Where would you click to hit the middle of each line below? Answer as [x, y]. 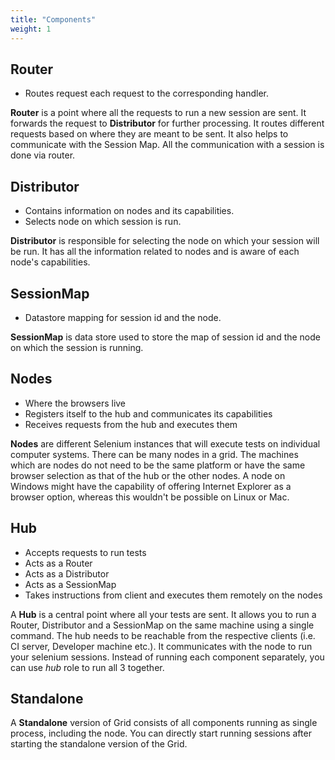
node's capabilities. [50, 262]
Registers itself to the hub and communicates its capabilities [148, 413]
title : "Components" [53, 19]
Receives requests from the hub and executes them [131, 424]
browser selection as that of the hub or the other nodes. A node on [148, 475]
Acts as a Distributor [67, 573]
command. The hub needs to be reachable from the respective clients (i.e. [163, 635]
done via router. [43, 155]
